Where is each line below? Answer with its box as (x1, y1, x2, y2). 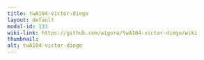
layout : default (7, 17, 54, 23)
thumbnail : (7, 36, 39, 43)
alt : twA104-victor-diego (7, 42, 82, 49)
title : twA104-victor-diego (7, 10, 89, 17)
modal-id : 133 (7, 23, 49, 30)
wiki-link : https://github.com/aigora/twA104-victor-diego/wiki (7, 29, 198, 37)
